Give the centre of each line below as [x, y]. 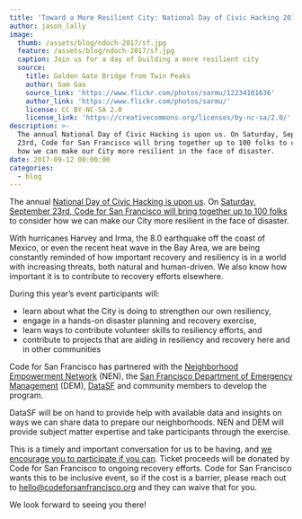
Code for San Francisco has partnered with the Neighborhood [124, 367]
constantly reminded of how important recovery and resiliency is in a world [148, 258]
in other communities [62, 349]
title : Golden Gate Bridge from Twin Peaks [108, 76]
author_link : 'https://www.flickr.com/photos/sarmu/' [128, 101]
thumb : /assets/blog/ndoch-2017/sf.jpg [92, 43]
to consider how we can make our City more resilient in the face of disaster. [149, 221]
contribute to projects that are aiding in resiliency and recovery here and [156, 340]
